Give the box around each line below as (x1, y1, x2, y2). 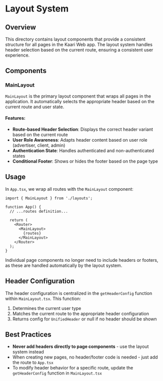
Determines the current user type (12, 305, 81, 311)
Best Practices (5, 330, 51, 338)
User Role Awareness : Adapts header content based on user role (12, 137, 147, 143)
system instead (12, 349, 44, 355)
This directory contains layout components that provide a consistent (5, 36, 146, 42)
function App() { (5, 204, 41, 209)
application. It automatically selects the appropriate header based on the (5, 98, 155, 104)
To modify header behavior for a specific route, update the (12, 365, 133, 371)
